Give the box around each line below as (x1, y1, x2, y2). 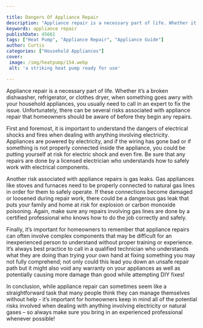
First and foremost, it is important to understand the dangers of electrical (6, 125, 188, 132)
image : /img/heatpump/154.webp (8, 59, 88, 66)
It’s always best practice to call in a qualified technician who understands (6, 245, 189, 252)
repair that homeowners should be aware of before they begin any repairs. (6, 113, 193, 120)
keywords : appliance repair (6, 26, 78, 32)
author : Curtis (6, 43, 45, 49)
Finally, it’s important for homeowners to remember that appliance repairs (6, 225, 190, 233)
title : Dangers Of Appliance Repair (6, 14, 99, 20)
